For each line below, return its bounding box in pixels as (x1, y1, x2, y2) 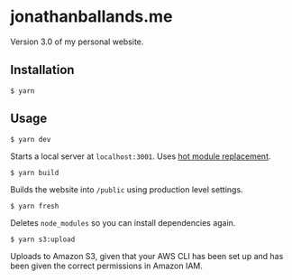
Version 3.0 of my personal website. (10, 36, 144, 47)
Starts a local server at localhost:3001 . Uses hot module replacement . (10, 151, 271, 162)
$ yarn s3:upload (10, 235, 76, 244)
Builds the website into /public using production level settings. (10, 183, 243, 195)
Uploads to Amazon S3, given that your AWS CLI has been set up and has (10, 250, 284, 261)
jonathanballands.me (10, 6, 173, 27)
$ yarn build (10, 168, 59, 177)
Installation (10, 62, 75, 78)
